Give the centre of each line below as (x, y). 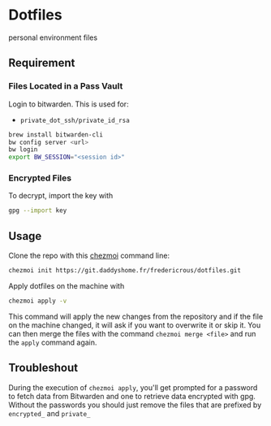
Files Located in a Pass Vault (66, 86)
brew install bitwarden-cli (56, 135)
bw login (23, 150)
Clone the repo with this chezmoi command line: (89, 256)
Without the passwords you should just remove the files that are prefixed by (135, 405)
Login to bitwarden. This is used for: (69, 104)
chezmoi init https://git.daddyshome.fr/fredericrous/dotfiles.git (125, 271)
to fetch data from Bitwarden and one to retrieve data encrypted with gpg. (132, 396)
